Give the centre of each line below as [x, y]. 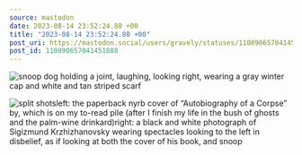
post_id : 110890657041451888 [64, 51]
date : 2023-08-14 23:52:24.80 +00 [74, 26]
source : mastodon [42, 17]
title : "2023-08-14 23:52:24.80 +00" [80, 34]
